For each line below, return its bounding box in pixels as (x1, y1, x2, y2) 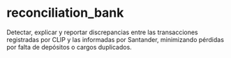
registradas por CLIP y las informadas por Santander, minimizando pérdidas (6, 35, 225, 43)
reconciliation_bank (6, 5, 124, 21)
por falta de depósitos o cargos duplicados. (6, 43, 132, 51)
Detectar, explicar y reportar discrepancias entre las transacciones (6, 28, 198, 36)
